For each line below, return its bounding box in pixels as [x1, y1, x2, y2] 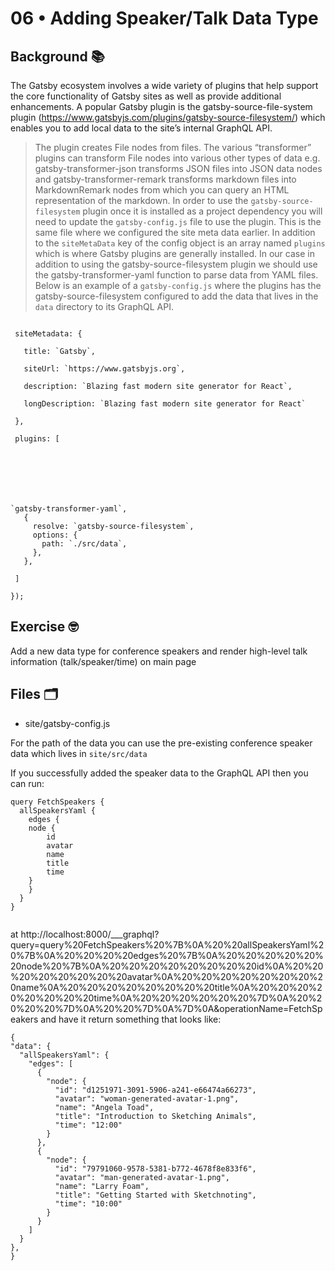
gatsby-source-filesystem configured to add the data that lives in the [34, 290, 319, 302]
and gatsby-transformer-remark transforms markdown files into [34, 173, 297, 185]
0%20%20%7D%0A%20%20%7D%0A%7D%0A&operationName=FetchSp [10, 1002, 323, 1014]
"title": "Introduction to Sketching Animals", [54, 1111, 257, 1121]
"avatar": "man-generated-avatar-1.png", [54, 1172, 230, 1182]
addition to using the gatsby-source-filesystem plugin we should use [34, 258, 318, 270]
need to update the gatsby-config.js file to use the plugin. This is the [34, 216, 322, 227]
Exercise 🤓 [10, 618, 79, 636]
